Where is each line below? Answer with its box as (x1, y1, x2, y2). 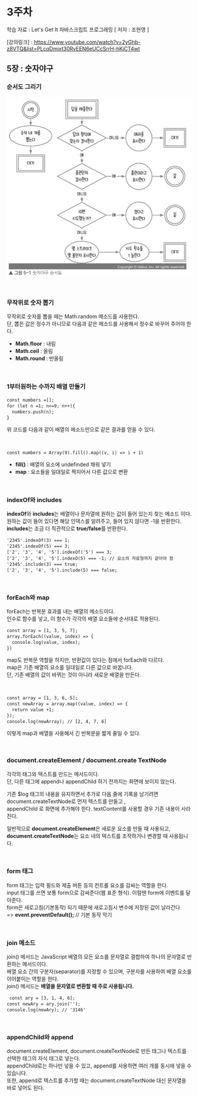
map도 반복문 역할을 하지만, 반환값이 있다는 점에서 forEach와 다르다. (6, 656, 165, 663)
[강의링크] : (6, 38, 33, 45)
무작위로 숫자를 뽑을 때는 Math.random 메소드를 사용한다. (6, 313, 140, 320)
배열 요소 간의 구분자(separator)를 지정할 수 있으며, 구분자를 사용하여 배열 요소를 (6, 968, 192, 975)
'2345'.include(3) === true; (6, 561, 78, 567)
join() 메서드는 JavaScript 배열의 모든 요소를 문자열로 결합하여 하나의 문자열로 (6, 953, 186, 960)
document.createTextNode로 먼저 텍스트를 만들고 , (6, 798, 126, 805)
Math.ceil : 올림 (15, 348, 53, 355)
